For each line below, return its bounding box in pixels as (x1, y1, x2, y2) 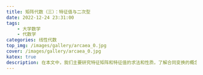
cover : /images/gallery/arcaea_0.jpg (6, 48, 101, 54)
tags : (6, 20, 20, 26)
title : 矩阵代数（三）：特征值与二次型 (6, 8, 91, 15)
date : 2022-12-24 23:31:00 (6, 15, 74, 21)
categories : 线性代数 (6, 37, 57, 43)
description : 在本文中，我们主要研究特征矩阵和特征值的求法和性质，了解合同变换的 (6, 59, 190, 65)
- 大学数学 (17, 25, 41, 32)
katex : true (6, 54, 36, 60)
